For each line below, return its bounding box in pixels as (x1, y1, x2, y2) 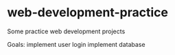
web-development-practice (7, 5, 168, 20)
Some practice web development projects (7, 27, 126, 35)
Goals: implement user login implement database (7, 40, 145, 48)
